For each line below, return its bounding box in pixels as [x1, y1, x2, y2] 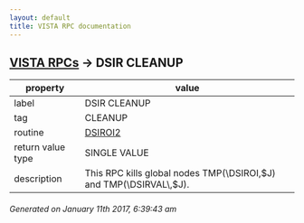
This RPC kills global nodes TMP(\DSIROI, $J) [84, 167, 276, 180]
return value [14, 141, 66, 153]
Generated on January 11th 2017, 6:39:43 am [9, 203, 177, 214]
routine [14, 126, 44, 139]
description [14, 172, 62, 185]
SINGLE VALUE [84, 146, 149, 159]
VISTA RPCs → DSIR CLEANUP [9, 55, 184, 70]
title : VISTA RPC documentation [9, 22, 131, 31]
